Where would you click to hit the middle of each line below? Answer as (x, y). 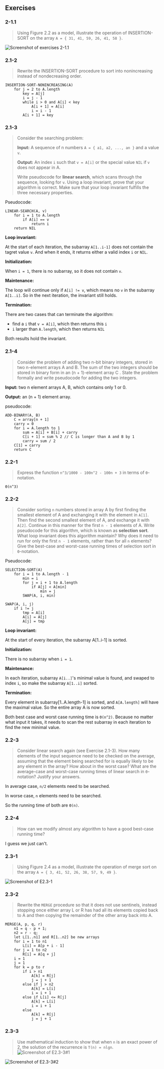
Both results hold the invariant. (36, 339)
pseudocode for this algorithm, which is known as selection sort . (83, 531)
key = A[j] (34, 93)
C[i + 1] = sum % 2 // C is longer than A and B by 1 (79, 437)
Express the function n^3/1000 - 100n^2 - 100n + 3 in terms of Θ (82, 472)
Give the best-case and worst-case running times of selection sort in (86, 546)
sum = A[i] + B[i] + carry (50, 432)
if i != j (24, 609)
